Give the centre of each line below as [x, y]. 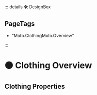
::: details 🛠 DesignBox [28, 7]
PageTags [20, 24]
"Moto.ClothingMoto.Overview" [43, 35]
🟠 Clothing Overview [48, 65]
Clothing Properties [35, 87]
